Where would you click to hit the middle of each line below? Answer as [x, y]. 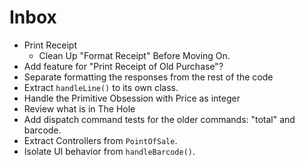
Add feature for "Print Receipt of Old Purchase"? [123, 66]
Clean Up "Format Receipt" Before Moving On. [134, 55]
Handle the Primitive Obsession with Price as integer [132, 98]
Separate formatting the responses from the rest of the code [148, 77]
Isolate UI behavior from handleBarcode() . [109, 151]
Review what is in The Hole [79, 108]
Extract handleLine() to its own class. [101, 87]
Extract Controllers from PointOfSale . [100, 140]
